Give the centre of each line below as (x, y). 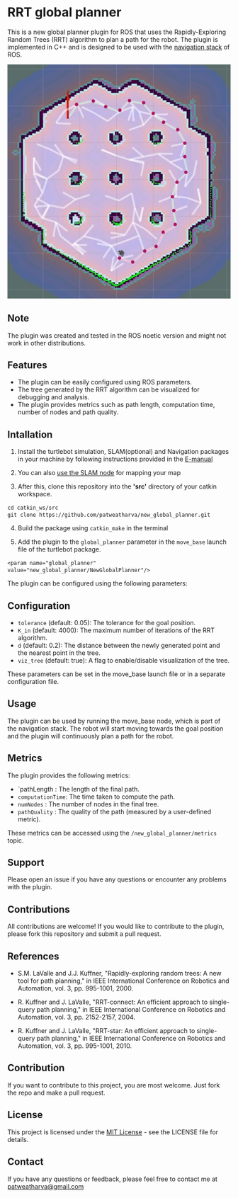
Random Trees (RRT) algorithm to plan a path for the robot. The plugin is (113, 39)
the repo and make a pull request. (56, 1093)
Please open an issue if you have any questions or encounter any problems (117, 879)
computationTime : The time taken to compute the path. (96, 797)
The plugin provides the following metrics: (69, 775)
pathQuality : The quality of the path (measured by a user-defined (114, 811)
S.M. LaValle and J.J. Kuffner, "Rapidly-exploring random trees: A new (119, 974)
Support (26, 863)
